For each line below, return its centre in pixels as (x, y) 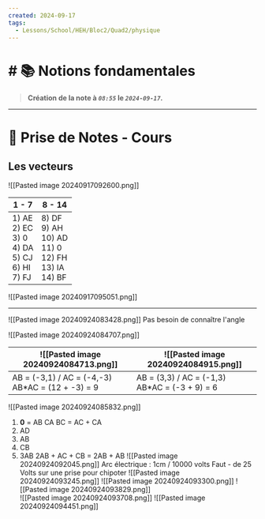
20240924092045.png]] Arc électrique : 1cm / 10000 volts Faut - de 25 (136, 464)
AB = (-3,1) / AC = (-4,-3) (62, 378)
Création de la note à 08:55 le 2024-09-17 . (95, 98)
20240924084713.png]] (71, 364)
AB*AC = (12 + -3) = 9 (55, 388)
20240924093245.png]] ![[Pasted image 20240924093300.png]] (127, 481)
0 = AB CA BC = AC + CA (61, 423)
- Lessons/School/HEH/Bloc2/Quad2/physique (88, 30)
